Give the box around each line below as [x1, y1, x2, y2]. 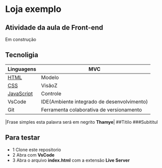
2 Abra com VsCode [12, 152, 55, 158]
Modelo [41, 74, 59, 81]
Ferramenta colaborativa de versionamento [41, 106, 142, 113]
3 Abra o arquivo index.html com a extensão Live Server [12, 157, 130, 163]
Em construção [5, 36, 36, 42]
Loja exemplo [5, 3, 61, 15]
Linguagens [7, 66, 36, 73]
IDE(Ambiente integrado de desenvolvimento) [41, 98, 148, 105]
